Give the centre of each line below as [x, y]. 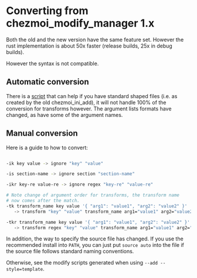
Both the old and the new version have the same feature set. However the [95, 39]
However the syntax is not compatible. [52, 63]
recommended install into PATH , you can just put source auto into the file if [95, 245]
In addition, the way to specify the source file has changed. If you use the [95, 239]
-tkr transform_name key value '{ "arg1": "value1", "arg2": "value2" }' [98, 222]
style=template [25, 269]
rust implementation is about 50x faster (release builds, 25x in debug [89, 46]
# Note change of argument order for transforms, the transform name [93, 195]
